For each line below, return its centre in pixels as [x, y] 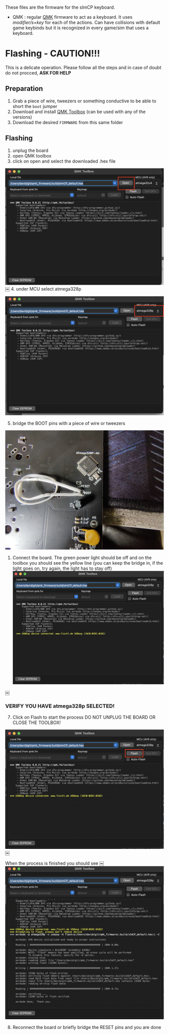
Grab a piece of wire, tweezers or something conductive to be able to [84, 101]
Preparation [24, 89]
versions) [22, 117]
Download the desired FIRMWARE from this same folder [68, 122]
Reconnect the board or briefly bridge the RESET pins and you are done [87, 1027]
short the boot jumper [35, 106]
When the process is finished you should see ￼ [55, 863]
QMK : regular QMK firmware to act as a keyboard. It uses [72, 17]
